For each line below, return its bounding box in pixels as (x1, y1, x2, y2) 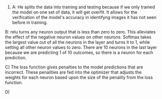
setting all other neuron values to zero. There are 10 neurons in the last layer (5, 45, 157, 50)
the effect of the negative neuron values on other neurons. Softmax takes (5, 34, 152, 40)
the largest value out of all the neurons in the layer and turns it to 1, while (5, 39, 150, 45)
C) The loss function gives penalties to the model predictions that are (5, 64, 143, 70)
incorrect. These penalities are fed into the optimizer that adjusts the (5, 69, 142, 75)
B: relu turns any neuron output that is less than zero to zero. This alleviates (5, 29, 156, 34)
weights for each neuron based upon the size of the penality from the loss (5, 75, 153, 80)
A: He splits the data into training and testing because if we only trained (12, 4, 155, 10)
